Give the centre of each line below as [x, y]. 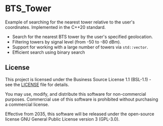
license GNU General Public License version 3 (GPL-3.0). [62, 119]
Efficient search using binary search [48, 52]
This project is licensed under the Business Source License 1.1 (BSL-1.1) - [78, 79]
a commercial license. [27, 104]
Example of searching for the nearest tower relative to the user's [70, 22]
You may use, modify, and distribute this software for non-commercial [76, 94]
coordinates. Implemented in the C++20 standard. [56, 27]
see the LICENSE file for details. [37, 84]
